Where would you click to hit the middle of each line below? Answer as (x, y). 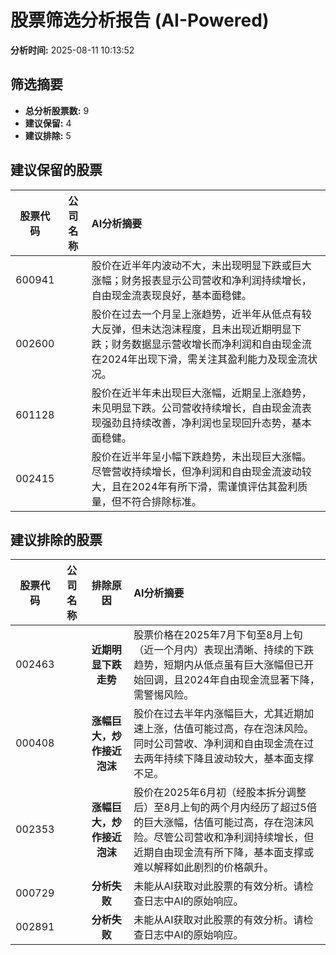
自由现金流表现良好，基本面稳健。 (171, 295)
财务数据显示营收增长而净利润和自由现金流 (211, 344)
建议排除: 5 (48, 135)
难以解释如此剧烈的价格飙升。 (204, 868)
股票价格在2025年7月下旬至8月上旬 (218, 635)
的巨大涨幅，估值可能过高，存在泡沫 (219, 823)
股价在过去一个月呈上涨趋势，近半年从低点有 (196, 314)
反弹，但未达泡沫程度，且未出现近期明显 (196, 329)
